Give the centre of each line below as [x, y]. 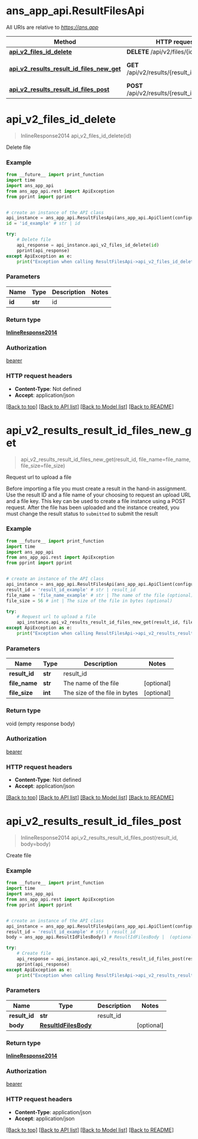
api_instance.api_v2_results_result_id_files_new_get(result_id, [99, 622]
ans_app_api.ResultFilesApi [75, 11]
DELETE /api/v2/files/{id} [161, 51]
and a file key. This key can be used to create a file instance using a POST [96, 501]
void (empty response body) [41, 723]
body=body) [36, 844]
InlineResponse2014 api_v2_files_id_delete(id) [76, 136]
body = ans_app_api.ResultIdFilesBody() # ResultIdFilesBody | [85, 937]
